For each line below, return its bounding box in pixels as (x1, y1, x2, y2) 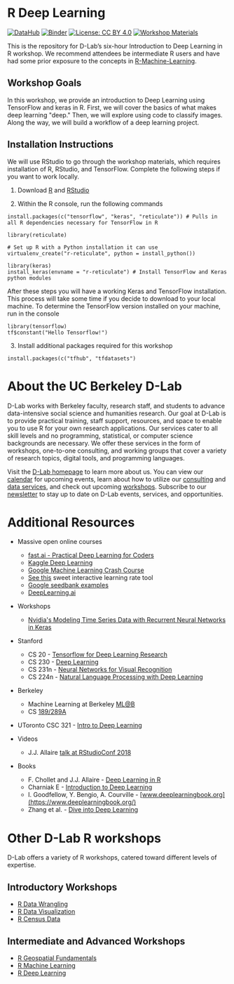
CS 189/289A (27, 708, 67, 716)
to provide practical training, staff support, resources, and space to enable (7, 416, 222, 425)
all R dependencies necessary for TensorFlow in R (7, 219, 158, 226)
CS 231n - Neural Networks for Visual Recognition (27, 666, 172, 674)
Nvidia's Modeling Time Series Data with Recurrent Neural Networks (27, 616, 226, 624)
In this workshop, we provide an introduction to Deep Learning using (7, 96, 205, 104)
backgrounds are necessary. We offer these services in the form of (7, 439, 201, 447)
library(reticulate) (7, 231, 68, 238)
